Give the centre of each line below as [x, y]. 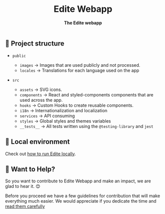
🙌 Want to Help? [30, 169]
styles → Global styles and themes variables [65, 121]
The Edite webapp [83, 23]
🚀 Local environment [38, 142]
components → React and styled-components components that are [86, 94]
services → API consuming [47, 116]
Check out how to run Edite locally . [41, 154]
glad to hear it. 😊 [23, 186]
